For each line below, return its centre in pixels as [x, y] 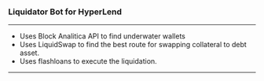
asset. [29, 53]
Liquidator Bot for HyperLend [65, 12]
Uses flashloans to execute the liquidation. [88, 61]
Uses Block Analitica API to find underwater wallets [103, 36]
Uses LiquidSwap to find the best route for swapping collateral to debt [133, 45]
